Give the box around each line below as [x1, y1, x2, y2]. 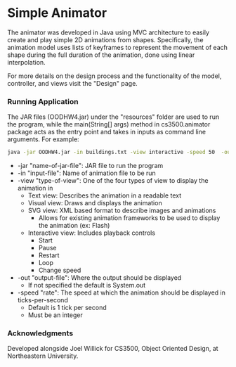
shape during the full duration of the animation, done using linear [7, 51, 195, 59]
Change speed [38, 266, 81, 275]
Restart [38, 251, 60, 259]
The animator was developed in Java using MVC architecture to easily [7, 28, 209, 37]
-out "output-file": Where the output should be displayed [17, 273, 182, 282]
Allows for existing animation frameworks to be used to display [38, 214, 221, 222]
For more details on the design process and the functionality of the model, [7, 72, 222, 80]
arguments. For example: [7, 135, 79, 143]
